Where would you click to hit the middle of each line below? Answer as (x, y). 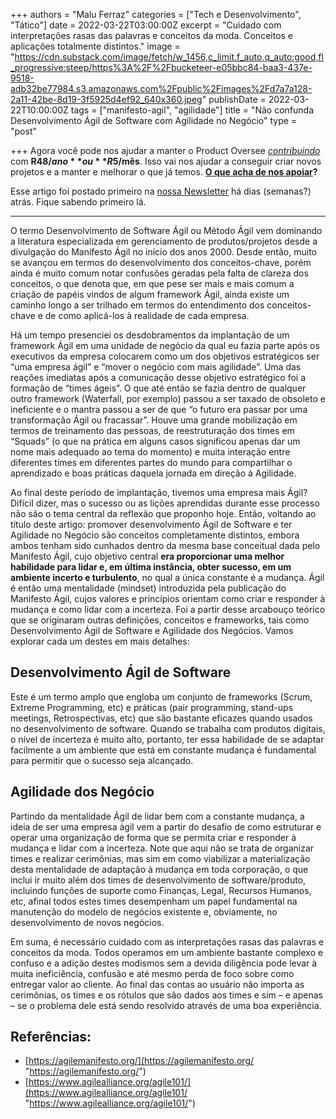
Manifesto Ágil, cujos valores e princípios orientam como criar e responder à (168, 598)
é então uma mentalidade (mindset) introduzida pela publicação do (148, 588)
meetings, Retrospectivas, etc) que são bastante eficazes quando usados (161, 718)
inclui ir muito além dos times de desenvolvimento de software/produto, (158, 880)
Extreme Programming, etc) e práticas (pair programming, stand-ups (152, 707)
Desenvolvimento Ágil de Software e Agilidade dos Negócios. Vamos (152, 630)
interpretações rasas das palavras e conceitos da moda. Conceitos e (152, 35)
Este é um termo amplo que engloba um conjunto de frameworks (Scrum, (161, 696)
